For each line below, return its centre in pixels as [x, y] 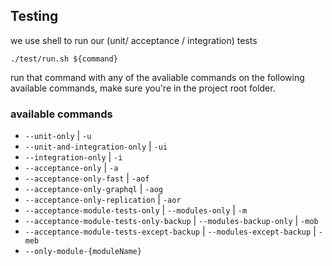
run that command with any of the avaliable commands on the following [157, 77]
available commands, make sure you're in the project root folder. [143, 88]
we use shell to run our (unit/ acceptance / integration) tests [134, 40]
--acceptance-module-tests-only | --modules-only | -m [136, 210]
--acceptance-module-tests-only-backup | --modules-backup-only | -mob [171, 221]
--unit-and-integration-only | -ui [96, 146]
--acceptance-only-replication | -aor [103, 200]
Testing [34, 16]
